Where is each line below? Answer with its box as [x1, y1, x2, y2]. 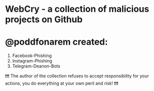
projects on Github [5, 14, 83, 25]
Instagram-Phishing [12, 58, 53, 64]
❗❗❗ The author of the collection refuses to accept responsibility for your [5, 73, 149, 79]
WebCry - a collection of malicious [5, 3, 149, 15]
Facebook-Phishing [12, 53, 52, 59]
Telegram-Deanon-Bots [12, 63, 61, 69]
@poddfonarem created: [5, 36, 108, 48]
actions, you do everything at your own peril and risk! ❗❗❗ [5, 80, 119, 87]
